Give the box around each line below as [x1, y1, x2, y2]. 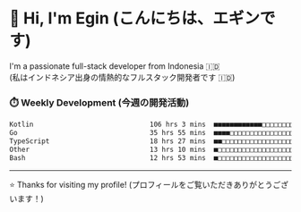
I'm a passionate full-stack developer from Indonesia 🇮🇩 [9, 60, 220, 72]
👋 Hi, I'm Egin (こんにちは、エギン [9, 8, 261, 29]
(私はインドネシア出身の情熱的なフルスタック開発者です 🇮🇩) [9, 72, 236, 82]
